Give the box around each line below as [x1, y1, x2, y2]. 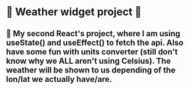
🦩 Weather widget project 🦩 [6, 5, 142, 19]
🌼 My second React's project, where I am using [6, 29, 180, 39]
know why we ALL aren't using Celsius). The [6, 56, 171, 66]
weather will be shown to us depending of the [6, 65, 176, 75]
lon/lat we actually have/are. [6, 74, 112, 84]
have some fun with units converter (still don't [6, 47, 178, 57]
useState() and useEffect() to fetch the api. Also [6, 37, 184, 47]
